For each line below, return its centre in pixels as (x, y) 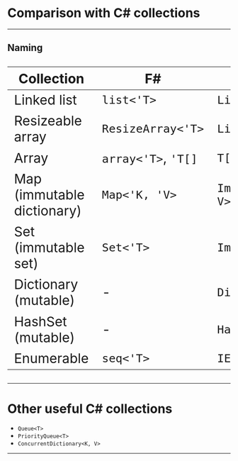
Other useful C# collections (90, 409)
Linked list (45, 100)
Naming (25, 48)
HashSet (40, 321)
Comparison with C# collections (104, 13)
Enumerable (51, 358)
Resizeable (48, 121)
